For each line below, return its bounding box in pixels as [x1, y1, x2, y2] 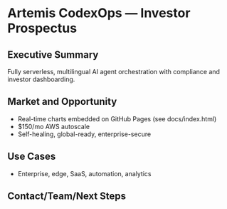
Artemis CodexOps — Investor [7, 5, 191, 21]
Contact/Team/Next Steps [7, 190, 127, 203]
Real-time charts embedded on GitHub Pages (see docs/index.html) [17, 114, 217, 123]
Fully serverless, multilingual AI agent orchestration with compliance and [7, 68, 221, 76]
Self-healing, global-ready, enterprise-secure [17, 130, 152, 138]
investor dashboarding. [7, 75, 75, 83]
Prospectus [7, 20, 77, 36]
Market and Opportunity [7, 96, 117, 108]
